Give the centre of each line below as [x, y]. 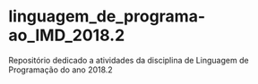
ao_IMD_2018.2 [67, 35]
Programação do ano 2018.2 [60, 70]
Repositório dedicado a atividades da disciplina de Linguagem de [129, 60]
